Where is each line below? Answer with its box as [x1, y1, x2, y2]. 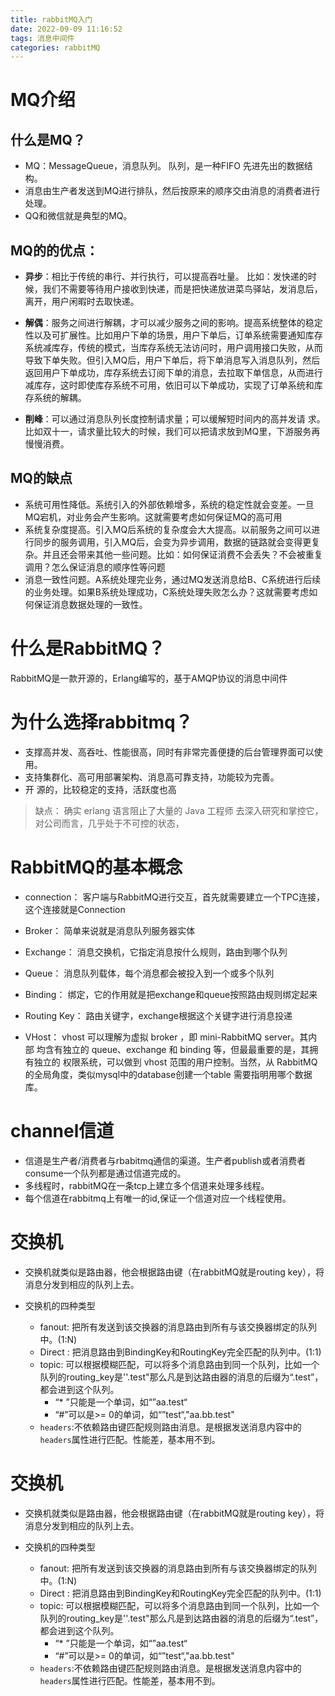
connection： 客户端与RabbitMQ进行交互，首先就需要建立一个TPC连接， [24, 891, 325, 903]
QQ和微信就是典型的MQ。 [24, 210, 133, 222]
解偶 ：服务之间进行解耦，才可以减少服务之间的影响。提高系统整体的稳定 [24, 317, 323, 329]
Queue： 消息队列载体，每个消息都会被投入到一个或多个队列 [24, 967, 275, 979]
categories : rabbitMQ [10, 42, 101, 53]
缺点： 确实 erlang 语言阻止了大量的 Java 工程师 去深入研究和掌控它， [34, 804, 324, 816]
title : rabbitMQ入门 [10, 14, 93, 25]
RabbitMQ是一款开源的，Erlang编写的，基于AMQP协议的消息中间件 [10, 672, 288, 684]
